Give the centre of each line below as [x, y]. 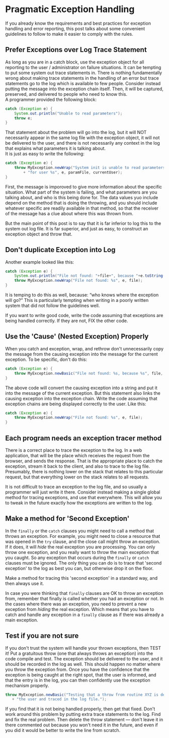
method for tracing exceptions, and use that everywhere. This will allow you [84, 497]
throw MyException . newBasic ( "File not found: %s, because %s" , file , [89, 373]
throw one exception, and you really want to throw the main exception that [82, 552]
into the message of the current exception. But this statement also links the [83, 393]
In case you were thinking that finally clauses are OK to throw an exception [84, 593]
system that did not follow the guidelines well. [53, 305]
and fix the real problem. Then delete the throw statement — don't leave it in [84, 720]
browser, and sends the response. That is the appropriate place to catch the [84, 461]
